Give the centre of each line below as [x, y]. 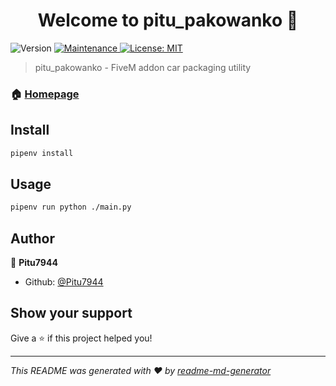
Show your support [71, 313]
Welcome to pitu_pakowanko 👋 [168, 20]
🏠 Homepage [45, 94]
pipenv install [42, 153]
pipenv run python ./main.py [71, 207]
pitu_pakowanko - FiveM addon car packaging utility [143, 67]
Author [32, 238]
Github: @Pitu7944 [64, 282]
